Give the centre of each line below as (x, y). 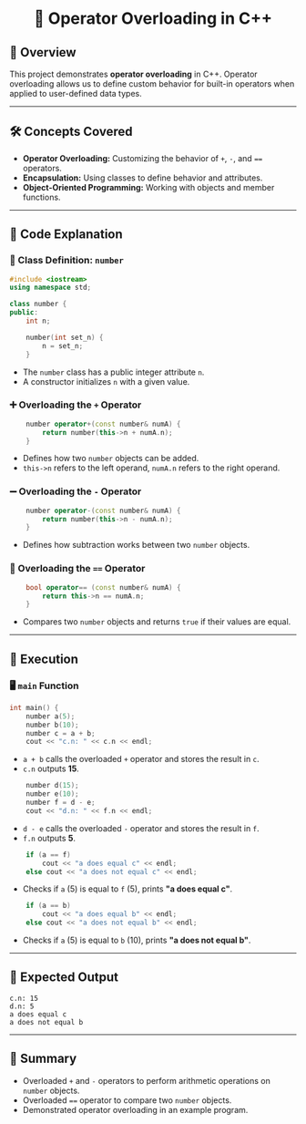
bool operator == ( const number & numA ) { (103, 587)
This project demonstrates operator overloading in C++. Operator (133, 74)
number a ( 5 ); (51, 716)
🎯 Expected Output (64, 978)
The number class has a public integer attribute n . (113, 372)
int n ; (38, 321)
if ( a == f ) (48, 855)
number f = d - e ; (61, 803)
